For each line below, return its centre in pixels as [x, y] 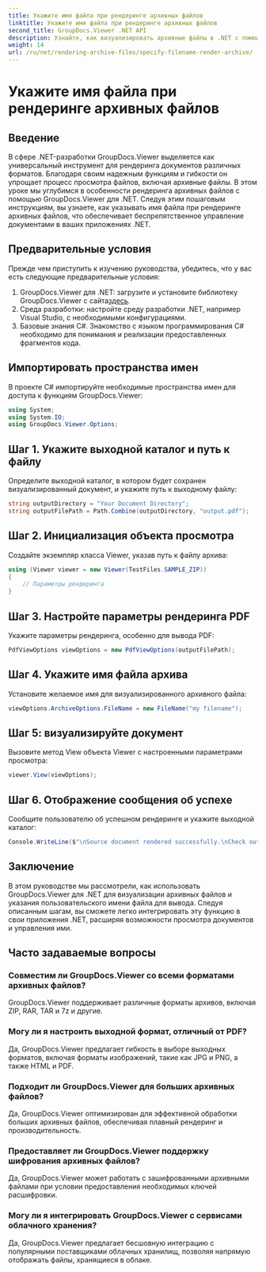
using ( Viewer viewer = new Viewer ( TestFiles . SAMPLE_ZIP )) [108, 569]
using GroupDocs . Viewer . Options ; [63, 425]
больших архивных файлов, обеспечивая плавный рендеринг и [116, 1122]
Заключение [41, 867]
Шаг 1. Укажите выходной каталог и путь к [119, 449]
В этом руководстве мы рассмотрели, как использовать [104, 886]
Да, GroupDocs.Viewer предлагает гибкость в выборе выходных [117, 1049]
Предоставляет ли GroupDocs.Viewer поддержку [108, 1151]
